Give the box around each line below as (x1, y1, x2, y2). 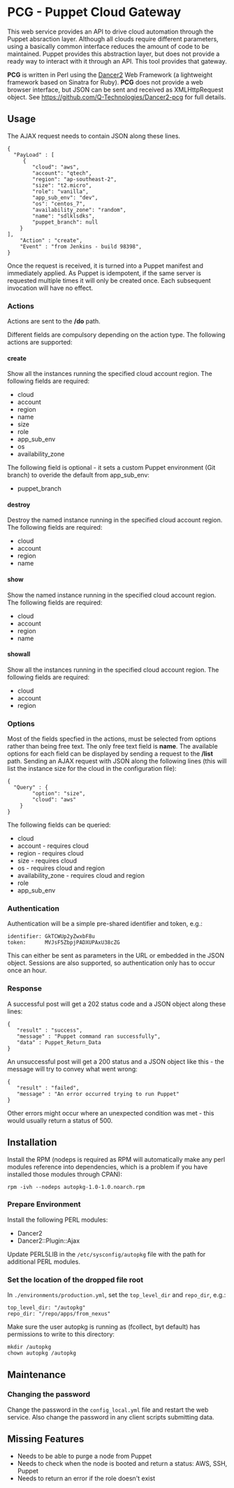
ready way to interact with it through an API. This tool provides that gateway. (7, 57, 227, 65)
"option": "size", (32, 790, 86, 797)
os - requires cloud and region (17, 864, 105, 872)
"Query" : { (13, 784, 49, 791)
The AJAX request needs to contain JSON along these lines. (7, 131, 180, 140)
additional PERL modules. (7, 1257, 80, 1266)
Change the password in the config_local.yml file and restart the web (7, 1406, 209, 1414)
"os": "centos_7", (32, 200, 86, 207)
